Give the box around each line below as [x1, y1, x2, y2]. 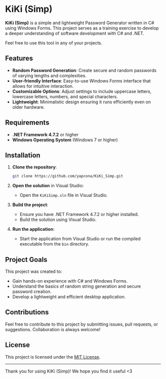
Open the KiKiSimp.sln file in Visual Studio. [19, 192, 108, 198]
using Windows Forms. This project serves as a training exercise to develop [5, 25, 159, 31]
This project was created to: [5, 268, 62, 275]
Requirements [5, 119, 49, 127]
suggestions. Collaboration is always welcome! [5, 326, 101, 332]
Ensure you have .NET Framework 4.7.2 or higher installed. [19, 211, 139, 217]
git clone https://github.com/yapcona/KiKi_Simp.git [12, 174, 124, 179]
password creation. [12, 289, 52, 295]
